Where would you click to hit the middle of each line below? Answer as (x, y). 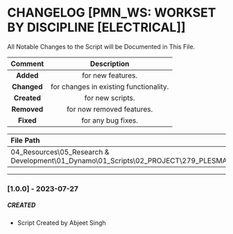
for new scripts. (110, 98)
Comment (27, 64)
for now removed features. (110, 109)
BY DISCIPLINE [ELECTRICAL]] (96, 27)
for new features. (110, 75)
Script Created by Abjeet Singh (61, 222)
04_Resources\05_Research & (60, 152)
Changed (27, 87)
